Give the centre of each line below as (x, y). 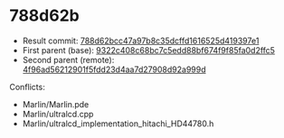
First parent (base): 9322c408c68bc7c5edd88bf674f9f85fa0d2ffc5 (149, 50)
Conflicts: (27, 87)
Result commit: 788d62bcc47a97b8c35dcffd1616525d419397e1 (141, 41)
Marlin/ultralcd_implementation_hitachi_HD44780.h (118, 124)
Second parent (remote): (68, 60)
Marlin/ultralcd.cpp (58, 114)
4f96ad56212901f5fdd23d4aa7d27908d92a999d (114, 69)
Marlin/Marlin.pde (56, 104)
